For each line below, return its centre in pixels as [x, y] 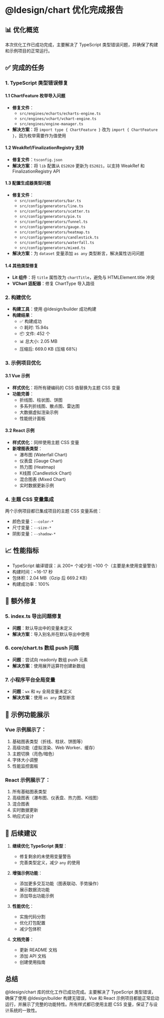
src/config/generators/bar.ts [50, 201]
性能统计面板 [32, 418]
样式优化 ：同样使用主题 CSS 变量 [46, 442]
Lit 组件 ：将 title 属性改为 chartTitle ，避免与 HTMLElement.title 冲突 [83, 277]
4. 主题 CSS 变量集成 [29, 499]
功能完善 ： [23, 393]
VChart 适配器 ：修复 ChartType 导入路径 [53, 284]
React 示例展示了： [28, 780]
